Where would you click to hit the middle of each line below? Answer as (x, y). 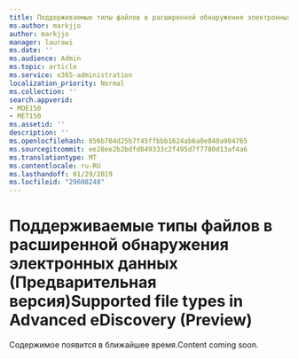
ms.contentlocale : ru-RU (55, 166)
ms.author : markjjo (45, 26)
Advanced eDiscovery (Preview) (131, 320)
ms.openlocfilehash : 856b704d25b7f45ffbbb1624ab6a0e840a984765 (129, 141)
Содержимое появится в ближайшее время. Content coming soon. (134, 345)
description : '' (39, 133)
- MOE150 (25, 108)
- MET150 (25, 116)
